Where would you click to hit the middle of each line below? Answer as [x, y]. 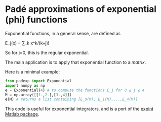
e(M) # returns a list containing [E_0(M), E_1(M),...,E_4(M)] [72, 99]
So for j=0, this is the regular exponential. [47, 53]
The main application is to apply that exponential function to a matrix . [76, 62]
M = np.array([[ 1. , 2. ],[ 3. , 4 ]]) [38, 95]
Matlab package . [22, 114]
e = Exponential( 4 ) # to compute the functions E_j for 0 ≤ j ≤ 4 [75, 90]
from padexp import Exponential [38, 81]
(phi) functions [36, 20]
